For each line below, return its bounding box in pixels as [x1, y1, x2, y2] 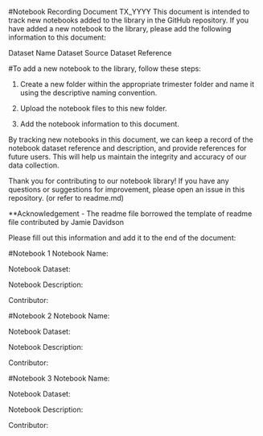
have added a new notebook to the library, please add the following [8, 24, 232, 33]
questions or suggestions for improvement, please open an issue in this [8, 185, 245, 194]
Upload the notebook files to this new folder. [19, 104, 167, 113]
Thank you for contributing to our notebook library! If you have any [8, 176, 229, 185]
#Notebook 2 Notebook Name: [8, 311, 110, 321]
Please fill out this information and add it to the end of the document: [8, 233, 236, 243]
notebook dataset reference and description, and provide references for [8, 143, 247, 152]
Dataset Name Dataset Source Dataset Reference [8, 48, 172, 57]
